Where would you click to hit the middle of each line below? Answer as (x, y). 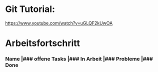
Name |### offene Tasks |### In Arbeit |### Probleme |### (79, 59)
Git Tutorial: (30, 9)
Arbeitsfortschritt (43, 43)
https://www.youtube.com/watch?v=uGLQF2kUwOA (59, 23)
